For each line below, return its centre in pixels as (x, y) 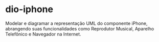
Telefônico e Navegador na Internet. (43, 34)
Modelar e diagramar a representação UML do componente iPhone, (76, 23)
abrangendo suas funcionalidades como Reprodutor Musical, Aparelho (80, 28)
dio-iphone (29, 9)
